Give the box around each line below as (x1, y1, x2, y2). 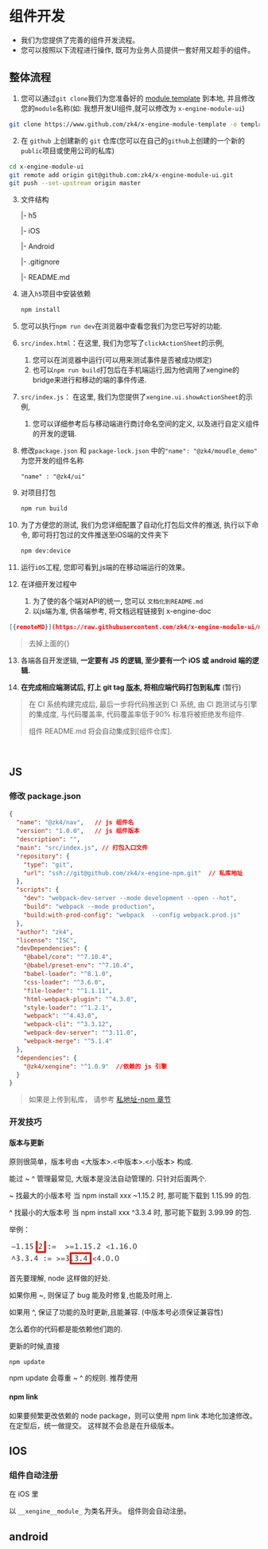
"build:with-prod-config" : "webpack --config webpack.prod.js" (23, 910, 241, 919)
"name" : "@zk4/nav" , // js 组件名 (16, 819, 134, 827)
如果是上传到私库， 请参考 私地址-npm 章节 (28, 1095, 172, 1104)
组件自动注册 (9, 1469, 59, 1480)
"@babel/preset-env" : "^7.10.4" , (23, 961, 134, 969)
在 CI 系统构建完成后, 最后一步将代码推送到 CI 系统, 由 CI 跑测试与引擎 (28, 699, 258, 709)
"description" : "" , (16, 835, 81, 843)
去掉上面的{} (28, 639, 70, 648)
